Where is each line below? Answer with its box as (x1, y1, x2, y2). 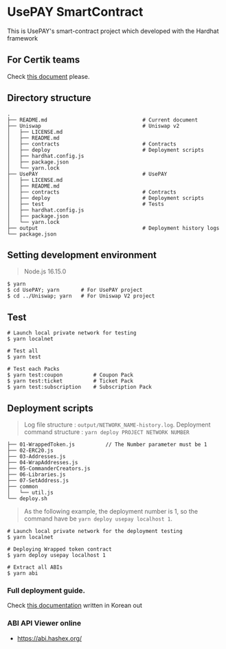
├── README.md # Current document (7, 116, 198, 124)
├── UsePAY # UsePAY (7, 170, 168, 177)
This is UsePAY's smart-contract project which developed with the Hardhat (7, 27, 219, 35)
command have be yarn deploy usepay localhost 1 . (23, 514, 173, 523)
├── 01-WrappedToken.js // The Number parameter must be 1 (7, 441, 207, 448)
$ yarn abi (7, 570, 38, 577)
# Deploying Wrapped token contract (7, 546, 112, 553)
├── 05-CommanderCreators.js (7, 465, 91, 472)
